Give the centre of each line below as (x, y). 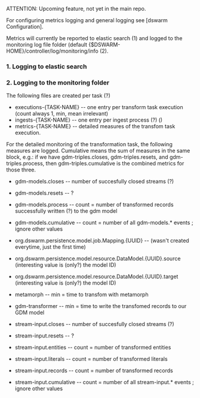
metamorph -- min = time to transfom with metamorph (81, 295)
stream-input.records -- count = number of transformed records (94, 370)
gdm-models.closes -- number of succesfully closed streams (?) (94, 182)
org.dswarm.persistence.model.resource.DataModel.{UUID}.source (98, 259)
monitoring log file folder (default (47, 45)
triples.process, (25, 164)
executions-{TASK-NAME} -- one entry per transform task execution (99, 107)
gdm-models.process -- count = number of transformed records (94, 205)
